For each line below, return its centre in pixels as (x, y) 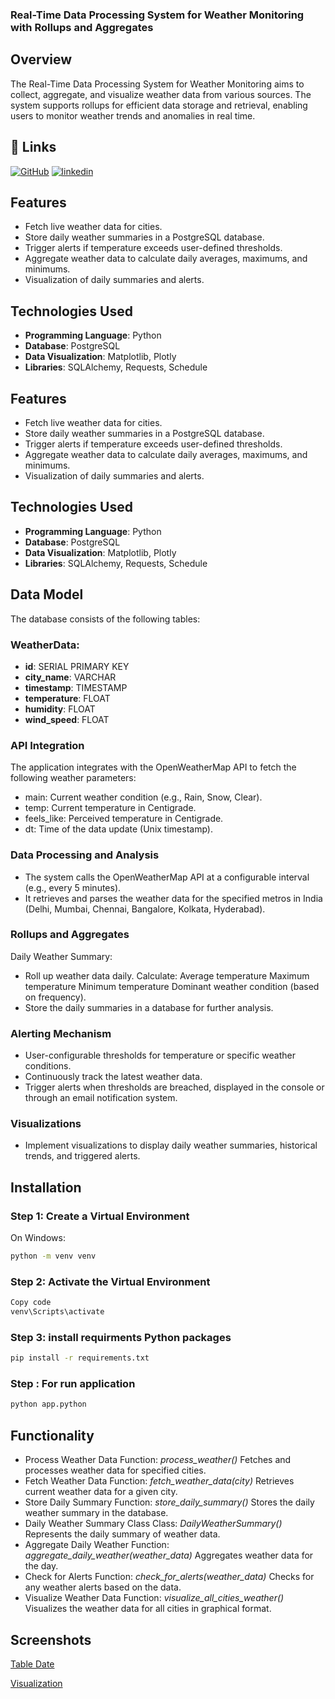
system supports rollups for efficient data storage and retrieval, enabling (159, 105)
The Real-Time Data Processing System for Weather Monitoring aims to (157, 84)
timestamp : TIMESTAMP (76, 687)
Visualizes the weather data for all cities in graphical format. (148, 1609)
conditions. (48, 1066)
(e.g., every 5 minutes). (73, 887)
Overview (41, 59)
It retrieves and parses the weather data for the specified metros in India (173, 898)
